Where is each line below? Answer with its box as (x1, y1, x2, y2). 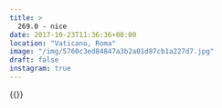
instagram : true (9, 64, 71, 74)
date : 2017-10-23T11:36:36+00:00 (9, 30, 137, 39)
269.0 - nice (17, 22, 68, 31)
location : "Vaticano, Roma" (9, 38, 117, 48)
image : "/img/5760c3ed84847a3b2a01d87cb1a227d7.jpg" (9, 47, 215, 56)
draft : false (9, 55, 59, 64)
